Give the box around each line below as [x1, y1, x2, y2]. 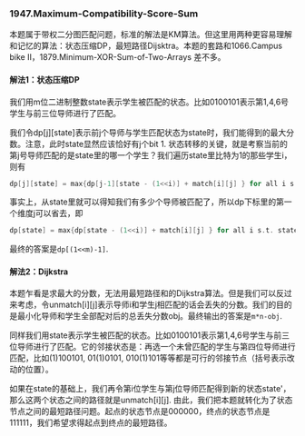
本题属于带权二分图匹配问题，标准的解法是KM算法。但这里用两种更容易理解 [9, 29, 293, 40]
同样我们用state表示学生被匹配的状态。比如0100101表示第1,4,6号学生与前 [9, 330, 282, 341]
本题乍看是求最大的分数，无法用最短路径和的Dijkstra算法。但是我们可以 [9, 288, 277, 299]
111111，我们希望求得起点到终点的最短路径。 [9, 417, 172, 429]
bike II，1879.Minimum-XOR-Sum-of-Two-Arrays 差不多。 [9, 52, 226, 63]
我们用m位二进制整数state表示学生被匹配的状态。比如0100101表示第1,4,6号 [9, 96, 289, 107]
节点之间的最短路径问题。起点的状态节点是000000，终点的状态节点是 [9, 406, 271, 417]
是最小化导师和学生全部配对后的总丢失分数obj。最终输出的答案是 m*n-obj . [9, 311, 283, 322]
